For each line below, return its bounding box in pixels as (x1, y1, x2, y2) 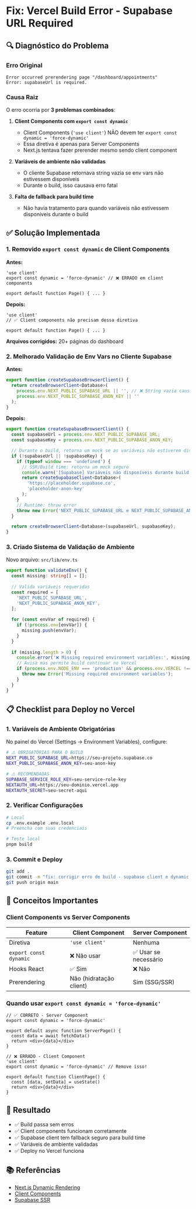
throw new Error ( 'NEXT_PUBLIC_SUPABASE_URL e (16, 508, 129, 513)
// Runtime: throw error (16, 502, 77, 508)
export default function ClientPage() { (6, 1074, 106, 1079)
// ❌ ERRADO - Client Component (6, 1053, 86, 1059)
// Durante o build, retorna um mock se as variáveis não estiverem (11, 448, 181, 454)
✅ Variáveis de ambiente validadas (14, 1140, 98, 1147)
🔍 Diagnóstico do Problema (6, 40, 109, 50)
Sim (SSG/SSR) (132, 978, 175, 986)
